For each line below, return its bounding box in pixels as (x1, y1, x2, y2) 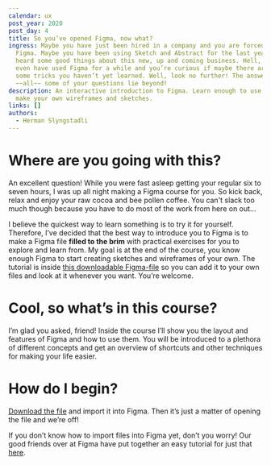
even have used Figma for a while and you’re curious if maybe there (15, 64, 254, 73)
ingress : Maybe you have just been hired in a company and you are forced (8, 42, 265, 50)
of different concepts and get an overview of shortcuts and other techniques (8, 343, 263, 352)
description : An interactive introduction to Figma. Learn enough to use (8, 86, 262, 95)
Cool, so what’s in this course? (8, 299, 218, 317)
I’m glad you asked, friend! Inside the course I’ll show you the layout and (8, 326, 248, 335)
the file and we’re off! (8, 414, 79, 424)
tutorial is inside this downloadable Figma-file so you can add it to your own (8, 262, 260, 272)
